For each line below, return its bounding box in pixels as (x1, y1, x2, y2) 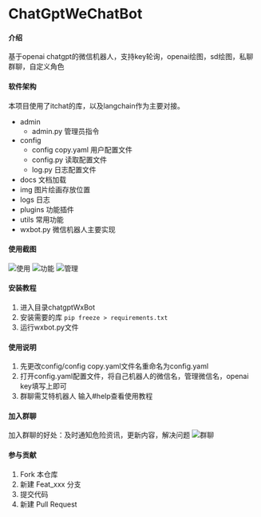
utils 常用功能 (19, 215, 64, 224)
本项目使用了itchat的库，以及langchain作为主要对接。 (8, 101, 185, 110)
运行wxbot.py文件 (19, 322, 79, 332)
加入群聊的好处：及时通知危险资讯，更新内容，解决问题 (8, 430, 190, 440)
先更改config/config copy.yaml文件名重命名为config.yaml (19, 361, 209, 371)
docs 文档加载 (19, 175, 67, 184)
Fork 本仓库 (19, 469, 58, 479)
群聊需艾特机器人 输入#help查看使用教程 (19, 392, 153, 401)
